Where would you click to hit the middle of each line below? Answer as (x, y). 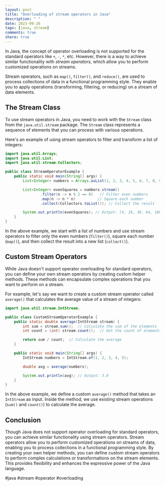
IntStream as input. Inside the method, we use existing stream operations (79, 399)
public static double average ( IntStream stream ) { (67, 322)
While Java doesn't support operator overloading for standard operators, (79, 268)
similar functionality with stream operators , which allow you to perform (77, 62)
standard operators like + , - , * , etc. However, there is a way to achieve (76, 56)
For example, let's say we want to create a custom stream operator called (79, 294)
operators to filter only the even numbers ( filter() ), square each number (80, 236)
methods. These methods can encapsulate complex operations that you (78, 279)
